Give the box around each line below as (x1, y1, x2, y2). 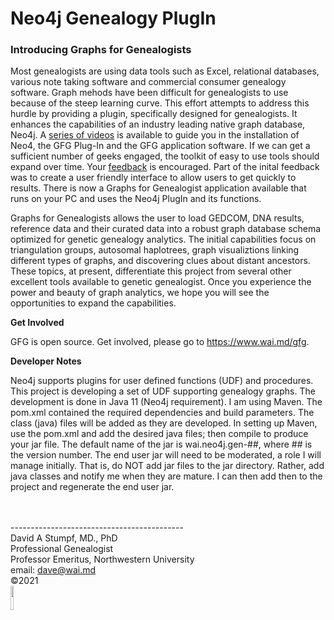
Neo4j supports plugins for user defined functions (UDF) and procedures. (10, 375, 314, 387)
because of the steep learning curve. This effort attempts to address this (10, 97, 310, 109)
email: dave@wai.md (10, 564, 97, 576)
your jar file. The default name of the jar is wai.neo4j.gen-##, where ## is (10, 438, 313, 451)
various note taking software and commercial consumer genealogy (10, 76, 287, 88)
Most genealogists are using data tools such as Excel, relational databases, (10, 65, 320, 77)
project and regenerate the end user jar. (10, 481, 175, 493)
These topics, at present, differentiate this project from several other (10, 265, 292, 277)
